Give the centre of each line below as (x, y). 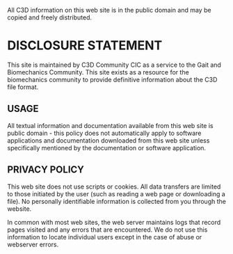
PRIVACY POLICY (46, 170)
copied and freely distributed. (50, 17)
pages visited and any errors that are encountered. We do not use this (107, 230)
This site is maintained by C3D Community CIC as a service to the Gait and (114, 65)
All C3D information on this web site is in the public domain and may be (109, 10)
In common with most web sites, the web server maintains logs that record (114, 222)
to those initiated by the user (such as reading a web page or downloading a (116, 193)
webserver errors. (33, 244)
